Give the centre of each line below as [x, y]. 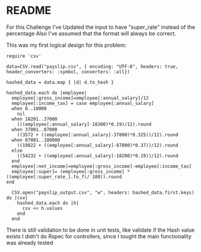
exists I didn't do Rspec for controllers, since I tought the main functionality [99, 236]
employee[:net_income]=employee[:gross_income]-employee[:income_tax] [102, 166]
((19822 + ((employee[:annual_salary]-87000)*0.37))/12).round [98, 145]
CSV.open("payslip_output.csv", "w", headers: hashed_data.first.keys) [103, 193]
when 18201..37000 [35, 119]
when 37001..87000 [35, 130]
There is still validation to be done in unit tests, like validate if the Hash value [100, 230]
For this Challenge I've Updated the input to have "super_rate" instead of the [101, 27]
